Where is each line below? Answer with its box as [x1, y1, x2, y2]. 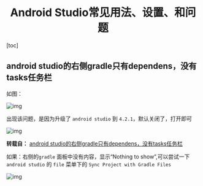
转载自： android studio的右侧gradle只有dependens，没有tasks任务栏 [6, 139, 183, 147]
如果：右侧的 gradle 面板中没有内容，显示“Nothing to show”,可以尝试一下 [6, 153, 190, 160]
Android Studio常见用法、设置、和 [10, 6, 186, 20]
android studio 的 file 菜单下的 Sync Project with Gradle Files [6, 160, 172, 168]
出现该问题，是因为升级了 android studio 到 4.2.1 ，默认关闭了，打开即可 [6, 115, 192, 122]
